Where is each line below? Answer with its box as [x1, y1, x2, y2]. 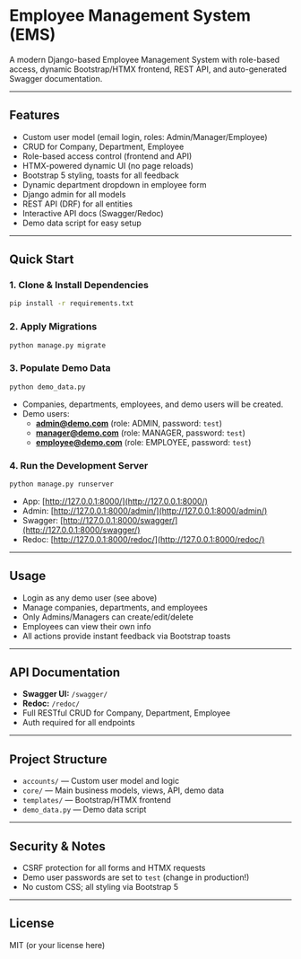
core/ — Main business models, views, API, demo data [21, 785, 225, 796]
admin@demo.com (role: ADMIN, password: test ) [35, 418, 222, 428]
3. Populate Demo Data [9, 362, 111, 374]
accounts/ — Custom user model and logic [21, 776, 180, 787]
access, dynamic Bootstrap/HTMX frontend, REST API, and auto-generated [9, 64, 288, 75]
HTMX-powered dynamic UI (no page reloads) [21, 160, 194, 171]
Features [9, 108, 60, 123]
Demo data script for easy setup [21, 217, 142, 228]
